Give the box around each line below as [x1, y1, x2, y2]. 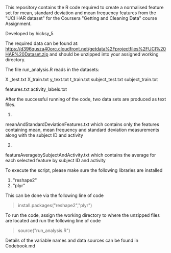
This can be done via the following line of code [5, 192, 104, 198]
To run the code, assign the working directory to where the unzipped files [5, 212, 160, 218]
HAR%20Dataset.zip [5, 51, 48, 57]
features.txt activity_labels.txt [5, 86, 67, 92]
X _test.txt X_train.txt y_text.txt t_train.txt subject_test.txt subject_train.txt [5, 77, 158, 82]
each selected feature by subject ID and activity [5, 158, 106, 163]
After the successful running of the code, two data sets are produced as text [5, 96, 166, 102]
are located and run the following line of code [5, 218, 101, 223]
